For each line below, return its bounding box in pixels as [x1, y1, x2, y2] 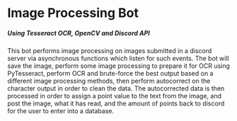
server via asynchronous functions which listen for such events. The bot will [7, 54, 229, 63]
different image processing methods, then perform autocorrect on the [7, 76, 211, 86]
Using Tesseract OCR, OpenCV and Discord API [7, 28, 150, 37]
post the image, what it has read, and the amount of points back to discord [7, 99, 225, 108]
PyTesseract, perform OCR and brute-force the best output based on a [7, 69, 214, 78]
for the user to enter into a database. [7, 107, 115, 115]
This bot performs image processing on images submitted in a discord [7, 47, 212, 55]
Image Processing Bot [7, 5, 139, 21]
